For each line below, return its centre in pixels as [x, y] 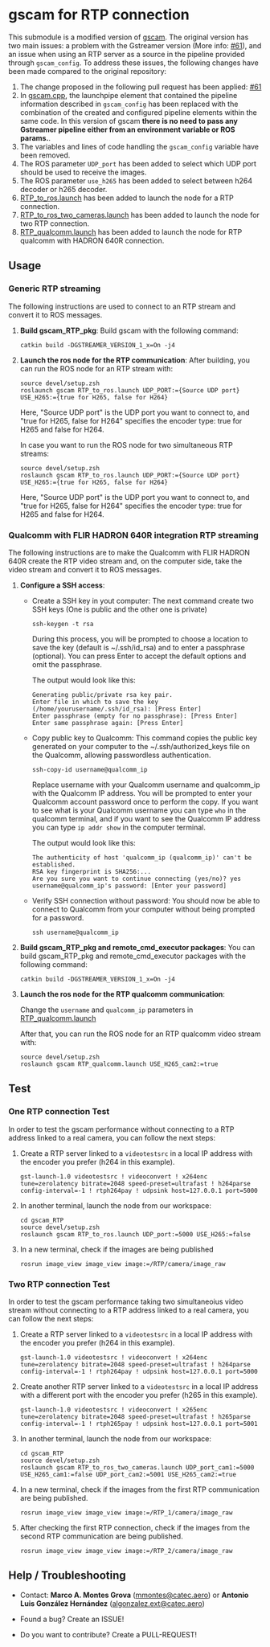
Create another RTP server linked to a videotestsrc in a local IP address [139, 1386]
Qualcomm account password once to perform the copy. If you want [145, 801]
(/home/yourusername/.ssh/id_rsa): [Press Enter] [117, 709]
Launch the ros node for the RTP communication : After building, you [135, 360]
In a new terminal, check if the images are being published [117, 1249]
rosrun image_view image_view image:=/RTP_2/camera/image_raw [126, 1551]
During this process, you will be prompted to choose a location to [140, 639]
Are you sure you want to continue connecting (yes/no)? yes [136, 879]
